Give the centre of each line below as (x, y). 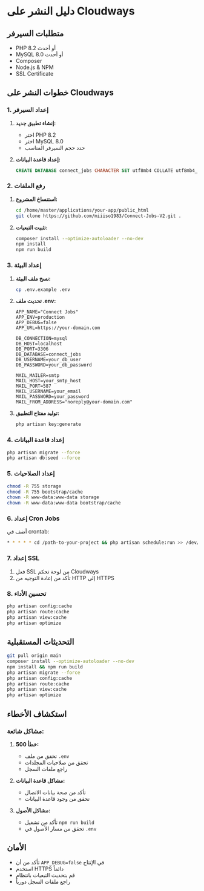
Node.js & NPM (35, 67)
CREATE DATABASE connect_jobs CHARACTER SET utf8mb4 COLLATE (94, 171)
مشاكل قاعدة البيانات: (40, 780)
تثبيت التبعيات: (31, 227)
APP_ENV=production (40, 318)
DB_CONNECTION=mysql (41, 339)
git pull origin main (34, 656)
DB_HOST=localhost (39, 344)
